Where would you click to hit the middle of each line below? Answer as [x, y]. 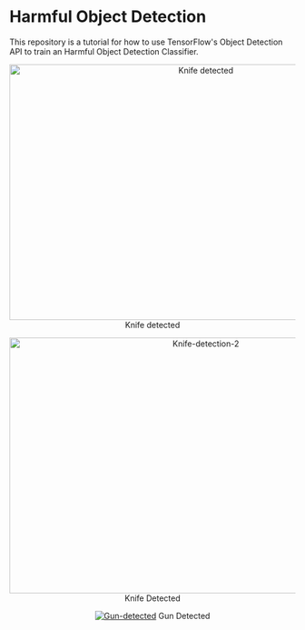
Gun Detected [184, 615]
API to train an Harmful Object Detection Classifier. [104, 51]
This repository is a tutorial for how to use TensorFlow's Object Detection [146, 42]
